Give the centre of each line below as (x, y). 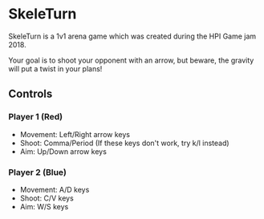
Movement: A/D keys (55, 189)
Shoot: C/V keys (47, 198)
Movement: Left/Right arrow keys (75, 134)
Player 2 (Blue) (37, 172)
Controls (30, 94)
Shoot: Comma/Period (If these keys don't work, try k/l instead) (125, 143)
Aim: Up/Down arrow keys (63, 151)
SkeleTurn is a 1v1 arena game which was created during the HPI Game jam (132, 36)
